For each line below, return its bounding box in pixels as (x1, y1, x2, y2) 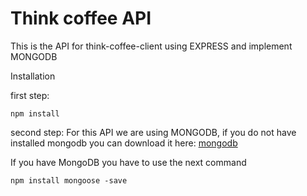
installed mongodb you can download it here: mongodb (10, 137, 238, 149)
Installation (10, 70, 56, 82)
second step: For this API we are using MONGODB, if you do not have (10, 126, 297, 138)
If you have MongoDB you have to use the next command (10, 156, 247, 168)
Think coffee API (10, 7, 152, 30)
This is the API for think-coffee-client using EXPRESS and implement (10, 40, 293, 52)
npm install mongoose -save (10, 175, 128, 186)
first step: (10, 89, 50, 101)
